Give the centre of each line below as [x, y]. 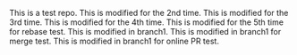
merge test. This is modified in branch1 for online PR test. [114, 41]
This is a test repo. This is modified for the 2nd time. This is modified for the [149, 13]
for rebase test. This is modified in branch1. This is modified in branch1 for [145, 31]
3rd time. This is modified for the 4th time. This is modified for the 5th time [147, 22]
